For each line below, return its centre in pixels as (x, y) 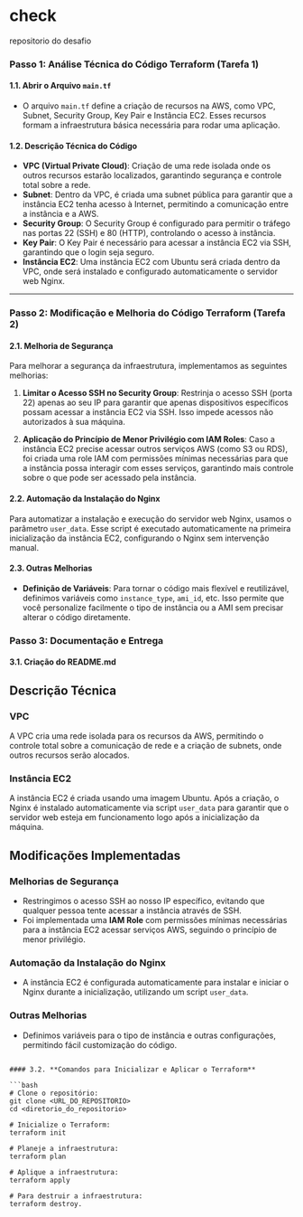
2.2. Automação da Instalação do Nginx (85, 498)
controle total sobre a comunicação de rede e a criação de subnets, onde (146, 745)
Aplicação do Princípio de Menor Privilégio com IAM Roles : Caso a (148, 439)
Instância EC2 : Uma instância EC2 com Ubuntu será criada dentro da (151, 262)
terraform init (38, 1132)
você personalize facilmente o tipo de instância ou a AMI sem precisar (153, 608)
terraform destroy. (46, 1203)
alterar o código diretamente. (76, 617)
